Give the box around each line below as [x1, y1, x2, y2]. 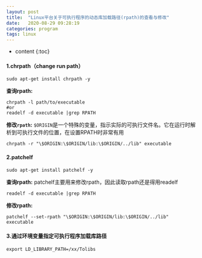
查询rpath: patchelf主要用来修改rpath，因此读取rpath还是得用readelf [6, 178, 178, 186]
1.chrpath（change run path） [6, 62, 84, 69]
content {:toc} [15, 48, 50, 55]
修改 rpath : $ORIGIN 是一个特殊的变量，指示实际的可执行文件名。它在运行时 [6, 121, 191, 128]
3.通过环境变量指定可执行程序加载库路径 [6, 233, 107, 240]
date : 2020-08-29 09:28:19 [6, 20, 80, 26]
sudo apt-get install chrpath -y [6, 76, 91, 82]
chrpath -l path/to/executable [6, 99, 85, 105]
